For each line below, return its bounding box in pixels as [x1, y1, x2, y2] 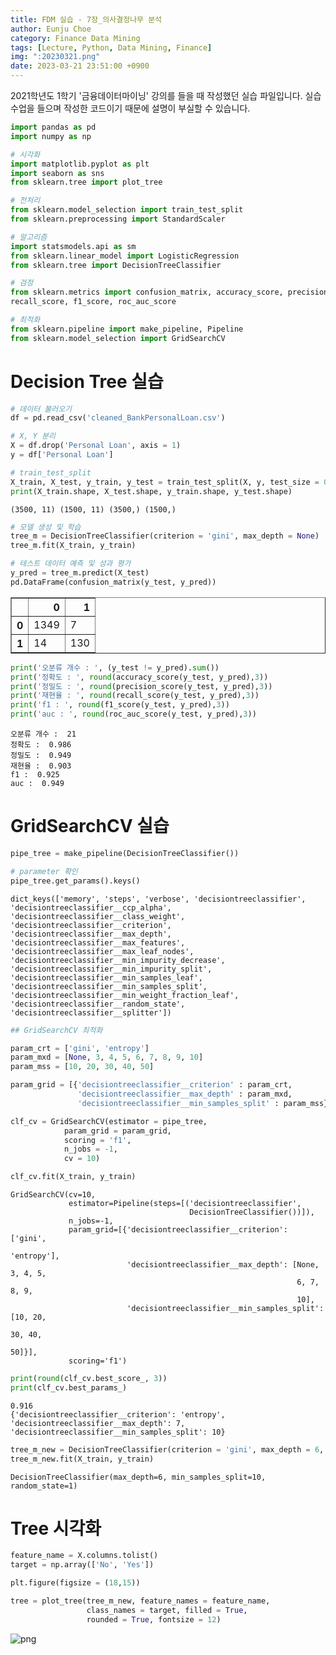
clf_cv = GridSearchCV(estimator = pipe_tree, [10, 1116, 208, 1126]
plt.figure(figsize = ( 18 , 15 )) [10, 1578, 141, 1588]
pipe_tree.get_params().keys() [10, 876, 141, 886]
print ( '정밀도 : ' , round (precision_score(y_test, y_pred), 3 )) [10, 681, 273, 691]
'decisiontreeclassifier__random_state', [10, 999, 186, 1009]
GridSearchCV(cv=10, [10, 1190, 97, 1200]
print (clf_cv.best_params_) [10, 1382, 128, 1393]
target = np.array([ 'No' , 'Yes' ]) [10, 1560, 155, 1570]
